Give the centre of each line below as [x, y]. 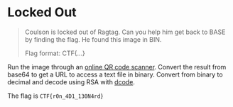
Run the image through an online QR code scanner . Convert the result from [117, 67]
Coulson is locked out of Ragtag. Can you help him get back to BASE [125, 32]
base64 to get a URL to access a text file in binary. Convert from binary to [115, 74]
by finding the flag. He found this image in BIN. [93, 39]
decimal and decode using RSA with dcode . [71, 81]
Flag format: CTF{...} [55, 53]
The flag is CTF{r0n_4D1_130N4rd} [56, 96]
